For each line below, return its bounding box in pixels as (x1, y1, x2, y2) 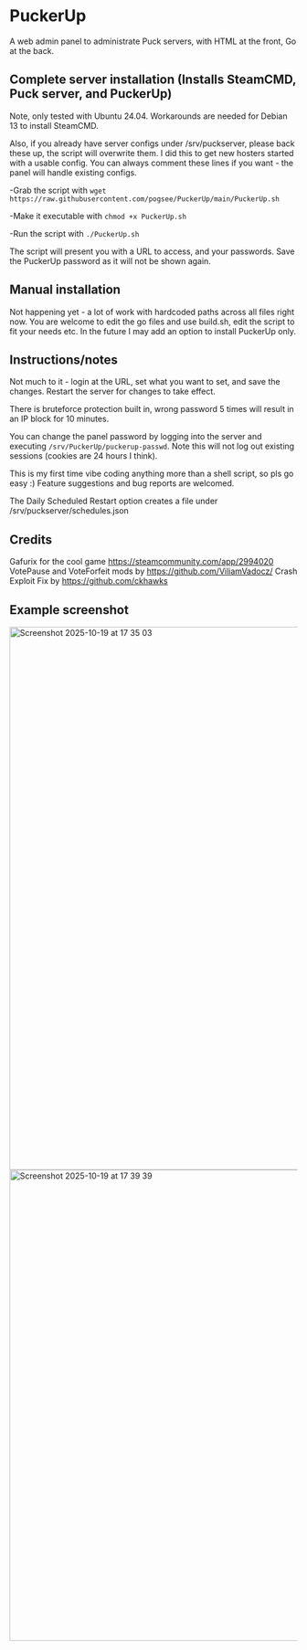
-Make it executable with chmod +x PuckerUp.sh (9, 210, 187, 221)
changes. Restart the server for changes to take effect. (9, 386, 217, 397)
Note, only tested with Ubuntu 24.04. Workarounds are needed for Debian (9, 111, 288, 122)
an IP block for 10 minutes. (9, 413, 110, 425)
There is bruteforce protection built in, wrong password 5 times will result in (9, 404, 294, 415)
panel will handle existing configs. (9, 166, 137, 178)
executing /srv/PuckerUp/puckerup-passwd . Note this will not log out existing (9, 440, 295, 452)
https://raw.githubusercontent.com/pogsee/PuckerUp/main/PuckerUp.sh (9, 194, 281, 204)
